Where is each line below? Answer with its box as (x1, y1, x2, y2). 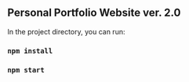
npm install (7, 46, 53, 55)
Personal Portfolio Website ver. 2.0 (7, 6, 181, 20)
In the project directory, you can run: (7, 27, 125, 36)
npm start (7, 66, 45, 74)
